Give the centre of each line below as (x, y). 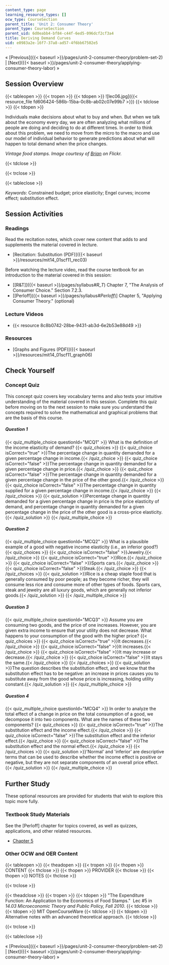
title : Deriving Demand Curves (38, 38)
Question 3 (17, 607)
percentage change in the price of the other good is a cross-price (74, 512)
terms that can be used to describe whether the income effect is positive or (84, 757)
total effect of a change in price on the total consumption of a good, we (79, 714)
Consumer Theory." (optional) (43, 301)
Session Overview (35, 84)
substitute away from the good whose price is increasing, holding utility (79, 679)
